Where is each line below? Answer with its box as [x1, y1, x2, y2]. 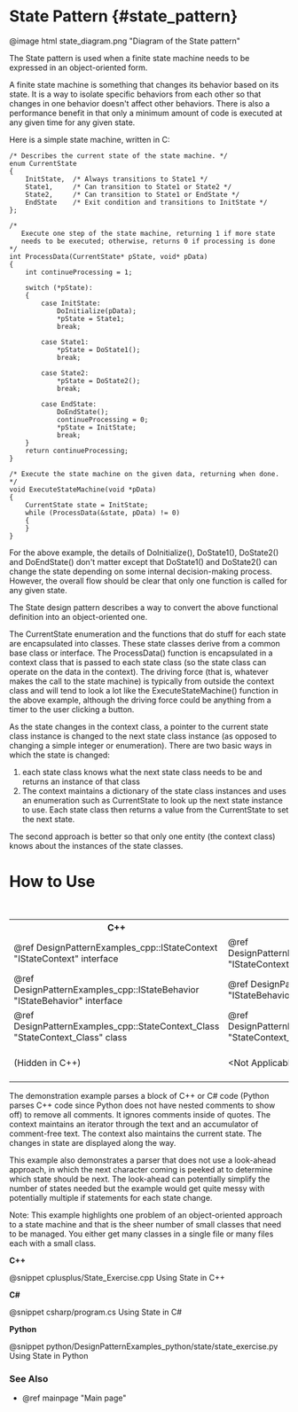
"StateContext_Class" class [13, 1031, 128, 1043]
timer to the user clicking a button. [9, 703, 135, 715]
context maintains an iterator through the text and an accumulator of [9, 1118, 259, 1129]
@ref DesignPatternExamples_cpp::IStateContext [13, 941, 218, 953]
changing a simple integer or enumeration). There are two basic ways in [9, 740, 272, 750]
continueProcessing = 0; [56, 415, 149, 424]
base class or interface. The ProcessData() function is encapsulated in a [9, 647, 273, 658]
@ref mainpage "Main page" [21, 1392, 127, 1403]
